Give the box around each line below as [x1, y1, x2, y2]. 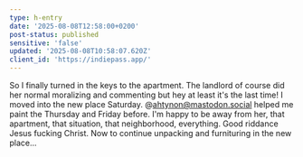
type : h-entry [9, 13, 63, 23]
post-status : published [9, 30, 99, 39]
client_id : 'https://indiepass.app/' [9, 55, 152, 64]
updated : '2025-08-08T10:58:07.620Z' [9, 47, 152, 56]
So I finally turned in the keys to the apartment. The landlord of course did [9, 80, 285, 90]
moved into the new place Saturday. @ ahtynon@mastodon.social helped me [9, 99, 294, 109]
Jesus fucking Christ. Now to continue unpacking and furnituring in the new [9, 128, 292, 138]
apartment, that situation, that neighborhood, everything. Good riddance [9, 118, 279, 129]
